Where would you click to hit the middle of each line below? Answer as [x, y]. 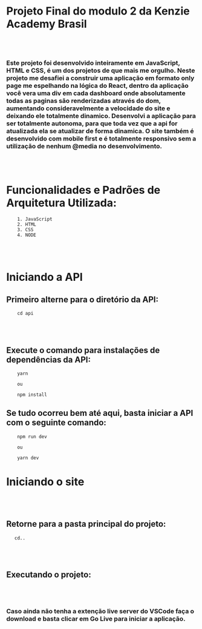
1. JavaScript [35, 219]
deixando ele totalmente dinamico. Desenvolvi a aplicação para [101, 116]
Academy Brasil [47, 24]
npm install [32, 395]
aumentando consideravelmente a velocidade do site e [88, 108]
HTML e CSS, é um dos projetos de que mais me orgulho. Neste [101, 70]
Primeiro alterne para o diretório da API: [83, 299]
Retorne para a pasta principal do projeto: [86, 524]
